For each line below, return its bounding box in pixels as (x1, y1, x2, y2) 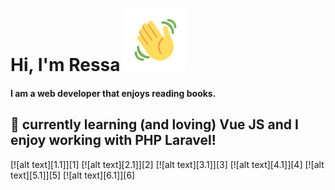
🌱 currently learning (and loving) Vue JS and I (10, 116, 299, 133)
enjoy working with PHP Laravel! (10, 132, 217, 149)
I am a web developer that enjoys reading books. (10, 87, 217, 99)
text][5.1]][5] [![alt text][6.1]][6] (10, 169, 136, 181)
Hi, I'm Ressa (10, 54, 121, 77)
